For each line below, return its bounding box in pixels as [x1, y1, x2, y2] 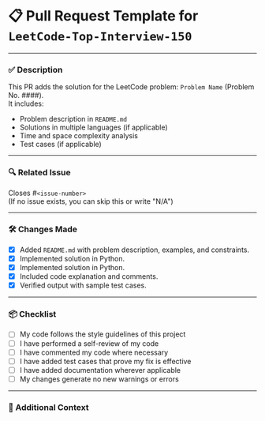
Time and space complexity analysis [19, 131, 138, 141]
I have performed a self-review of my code [19, 338, 159, 348]
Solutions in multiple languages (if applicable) [19, 122, 168, 132]
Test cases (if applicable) [19, 140, 103, 149]
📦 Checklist [8, 309, 57, 320]
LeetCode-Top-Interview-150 [8, 29, 192, 44]
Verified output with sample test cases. [19, 280, 147, 290]
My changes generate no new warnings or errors [19, 374, 179, 384]
